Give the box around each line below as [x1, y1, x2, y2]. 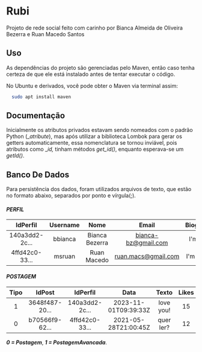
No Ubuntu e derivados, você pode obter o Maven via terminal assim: [6, 82, 179, 89]
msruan [54, 252, 76, 260]
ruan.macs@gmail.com [114, 252, 180, 260]
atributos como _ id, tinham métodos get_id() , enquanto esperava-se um [6, 146, 184, 153]
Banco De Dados [6, 169, 70, 180]
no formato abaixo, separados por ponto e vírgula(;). [6, 192, 136, 200]
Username [49, 221, 80, 230]
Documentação [6, 110, 65, 121]
